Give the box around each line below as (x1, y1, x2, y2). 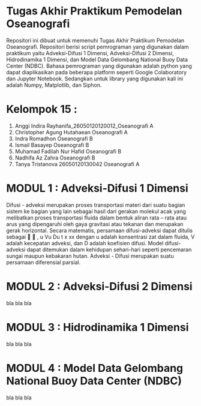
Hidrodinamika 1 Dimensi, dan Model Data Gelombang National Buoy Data (6, 56, 188, 63)
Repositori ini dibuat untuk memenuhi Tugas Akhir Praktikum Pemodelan (6, 37, 185, 44)
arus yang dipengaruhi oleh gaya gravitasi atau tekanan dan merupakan (6, 220, 184, 227)
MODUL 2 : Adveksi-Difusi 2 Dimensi (6, 280, 193, 293)
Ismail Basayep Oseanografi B (14, 141, 89, 148)
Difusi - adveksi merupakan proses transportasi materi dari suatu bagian (6, 201, 185, 208)
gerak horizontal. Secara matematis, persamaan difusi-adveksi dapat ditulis (6, 227, 193, 234)
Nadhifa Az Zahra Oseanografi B (14, 154, 95, 161)
